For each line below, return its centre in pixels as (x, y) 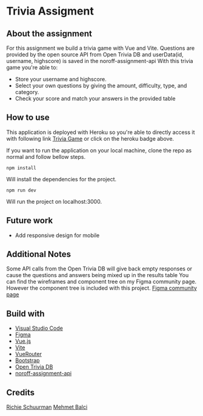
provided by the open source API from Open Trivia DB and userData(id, (95, 55)
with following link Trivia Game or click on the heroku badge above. (90, 138)
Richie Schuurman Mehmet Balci (47, 407)
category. (27, 92)
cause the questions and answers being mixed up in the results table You (98, 275)
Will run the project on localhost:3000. (54, 201)
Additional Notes (39, 254)
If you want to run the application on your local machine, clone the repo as (99, 150)
